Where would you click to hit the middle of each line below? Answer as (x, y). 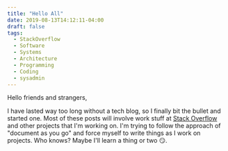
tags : (15, 33)
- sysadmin (29, 78)
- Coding (26, 71)
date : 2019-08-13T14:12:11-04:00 (56, 20)
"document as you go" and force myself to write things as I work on (104, 133)
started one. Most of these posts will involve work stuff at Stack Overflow (112, 118)
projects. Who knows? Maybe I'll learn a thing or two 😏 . (88, 141)
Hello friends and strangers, (47, 98)
